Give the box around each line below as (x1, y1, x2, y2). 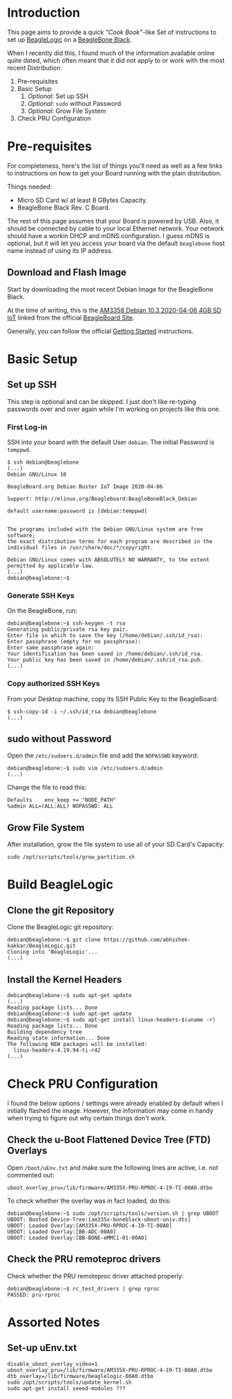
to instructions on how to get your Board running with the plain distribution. (7, 169, 222, 177)
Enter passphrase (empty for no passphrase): (7, 639, 141, 646)
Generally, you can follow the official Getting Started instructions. (7, 327, 194, 335)
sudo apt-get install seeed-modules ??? (7, 1384, 126, 1392)
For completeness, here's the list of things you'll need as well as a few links (7, 162, 223, 170)
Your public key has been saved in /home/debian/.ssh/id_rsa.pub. (7, 657, 204, 664)
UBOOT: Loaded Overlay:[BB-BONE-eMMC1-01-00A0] (7, 1234, 148, 1241)
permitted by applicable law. (7, 562, 95, 569)
